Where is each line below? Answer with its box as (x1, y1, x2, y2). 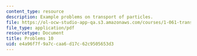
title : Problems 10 (6, 36, 54, 41)
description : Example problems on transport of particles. (6, 14, 154, 20)
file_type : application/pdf (6, 24, 75, 31)
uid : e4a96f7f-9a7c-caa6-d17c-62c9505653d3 (6, 41, 114, 47)
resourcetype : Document (6, 30, 64, 36)
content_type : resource (6, 8, 64, 15)
